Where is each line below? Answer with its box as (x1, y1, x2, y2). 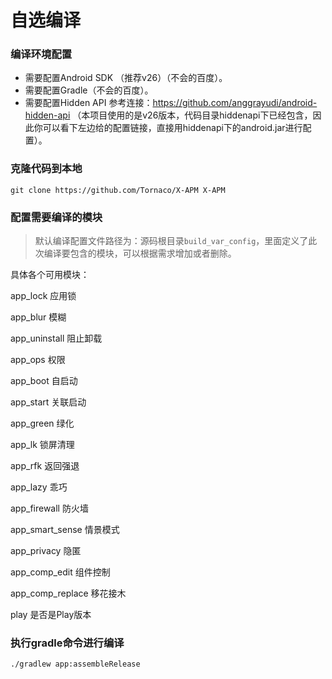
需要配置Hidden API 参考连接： (24, 97, 153, 109)
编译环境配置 (10, 47, 73, 61)
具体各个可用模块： (10, 269, 90, 281)
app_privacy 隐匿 (10, 545, 82, 557)
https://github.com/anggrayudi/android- (152, 97, 318, 109)
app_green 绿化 (10, 417, 75, 430)
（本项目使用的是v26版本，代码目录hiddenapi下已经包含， (72, 109, 313, 121)
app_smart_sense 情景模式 (10, 524, 120, 536)
